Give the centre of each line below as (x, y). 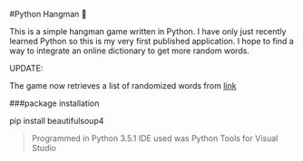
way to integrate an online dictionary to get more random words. (129, 51)
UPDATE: (26, 68)
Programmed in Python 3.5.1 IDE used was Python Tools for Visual (155, 138)
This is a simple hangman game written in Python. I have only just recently (148, 31)
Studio (44, 148)
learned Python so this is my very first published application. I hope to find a (152, 41)
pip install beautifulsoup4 (57, 121)
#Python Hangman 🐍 (48, 14)
